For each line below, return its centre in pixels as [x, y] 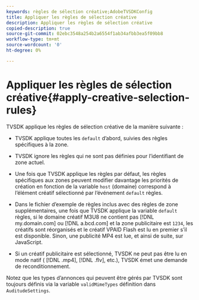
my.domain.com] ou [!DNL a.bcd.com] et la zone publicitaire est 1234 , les [104, 223]
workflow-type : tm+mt [33, 39]
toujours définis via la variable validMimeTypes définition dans [81, 284]
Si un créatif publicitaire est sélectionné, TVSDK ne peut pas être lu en [101, 254]
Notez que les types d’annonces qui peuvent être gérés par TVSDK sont [94, 277]
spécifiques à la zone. [42, 144]
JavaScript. [29, 242]
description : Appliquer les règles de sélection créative [79, 23]
